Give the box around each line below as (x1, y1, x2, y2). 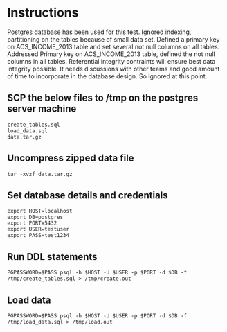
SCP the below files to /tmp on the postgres (7, 92, 199, 104)
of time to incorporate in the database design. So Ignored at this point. (7, 71, 208, 80)
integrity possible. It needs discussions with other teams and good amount (7, 64, 220, 73)
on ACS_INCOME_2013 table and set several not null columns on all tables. (7, 42, 220, 51)
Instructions (7, 5, 79, 21)
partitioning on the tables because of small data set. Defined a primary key (7, 35, 220, 43)
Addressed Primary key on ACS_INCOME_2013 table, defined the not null (7, 50, 216, 58)
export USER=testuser (7, 226, 70, 233)
